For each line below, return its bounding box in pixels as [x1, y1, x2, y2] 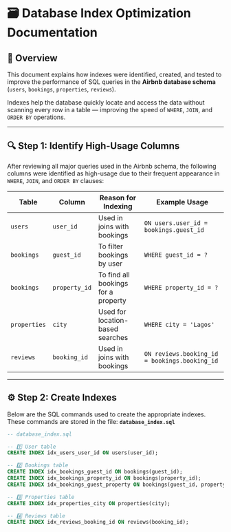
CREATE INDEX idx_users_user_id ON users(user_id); [7, 449, 158, 456]
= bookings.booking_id [144, 357, 219, 365]
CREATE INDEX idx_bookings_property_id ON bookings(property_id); [7, 475, 201, 482]
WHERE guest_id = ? [144, 251, 208, 259]
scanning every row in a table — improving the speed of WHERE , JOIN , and [7, 106, 213, 114]
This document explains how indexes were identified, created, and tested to [7, 70, 222, 78]
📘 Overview [7, 52, 58, 64]
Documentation [7, 25, 98, 41]
